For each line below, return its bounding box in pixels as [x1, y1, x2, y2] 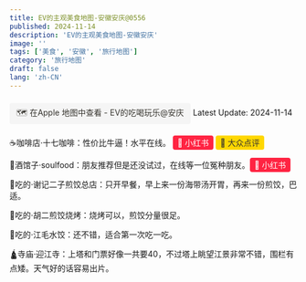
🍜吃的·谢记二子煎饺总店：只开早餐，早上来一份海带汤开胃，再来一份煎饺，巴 [9, 179, 298, 190]
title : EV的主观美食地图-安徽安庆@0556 [9, 13, 146, 23]
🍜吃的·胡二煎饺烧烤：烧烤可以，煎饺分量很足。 [9, 209, 185, 220]
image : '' [9, 38, 47, 48]
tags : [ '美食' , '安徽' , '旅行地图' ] [9, 47, 139, 57]
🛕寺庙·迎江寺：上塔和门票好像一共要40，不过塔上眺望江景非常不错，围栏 [9, 248, 286, 259]
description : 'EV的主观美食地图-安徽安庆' [9, 30, 158, 39]
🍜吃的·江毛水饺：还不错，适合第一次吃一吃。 [9, 229, 178, 240]
